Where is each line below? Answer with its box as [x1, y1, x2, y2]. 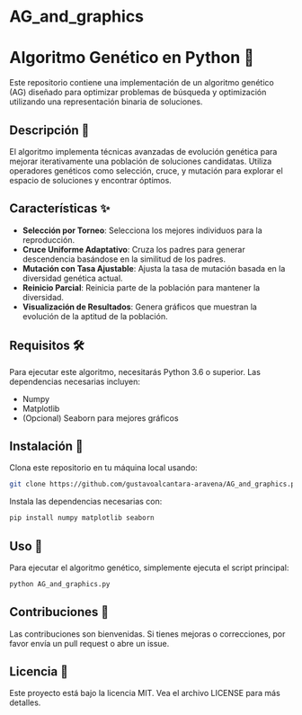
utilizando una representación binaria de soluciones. [9, 96, 203, 107]
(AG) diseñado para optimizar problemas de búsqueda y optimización [9, 87, 267, 98]
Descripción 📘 [9, 122, 90, 138]
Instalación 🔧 [9, 438, 84, 453]
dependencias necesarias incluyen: [9, 376, 141, 387]
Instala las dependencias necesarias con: [9, 496, 163, 507]
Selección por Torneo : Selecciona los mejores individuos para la [22, 225, 262, 236]
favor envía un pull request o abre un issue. [9, 638, 170, 648]
